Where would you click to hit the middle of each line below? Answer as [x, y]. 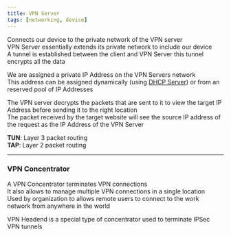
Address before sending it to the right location [72, 110]
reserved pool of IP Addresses [50, 89]
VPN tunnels [25, 226]
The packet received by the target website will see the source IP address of [114, 117]
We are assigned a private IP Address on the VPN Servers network [101, 74]
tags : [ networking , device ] [47, 20]
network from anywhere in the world [59, 206]
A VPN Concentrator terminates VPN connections [77, 184]
